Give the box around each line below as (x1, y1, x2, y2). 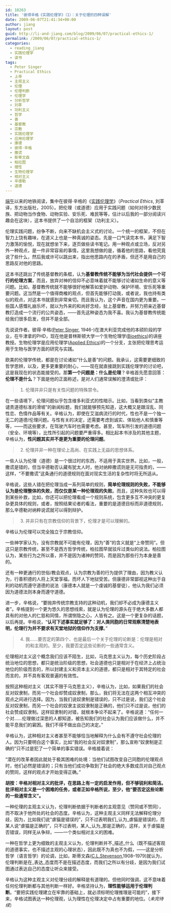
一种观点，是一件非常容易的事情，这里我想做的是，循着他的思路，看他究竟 (9, 248, 166, 253)
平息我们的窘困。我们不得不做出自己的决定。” (9, 722, 103, 728)
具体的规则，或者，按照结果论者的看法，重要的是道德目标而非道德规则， (14, 501, 166, 506)
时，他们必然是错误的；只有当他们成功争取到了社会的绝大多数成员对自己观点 (5, 763, 166, 769)
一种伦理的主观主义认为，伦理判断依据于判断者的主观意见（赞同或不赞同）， (5, 804, 164, 810)
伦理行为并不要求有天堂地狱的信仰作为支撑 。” (14, 625, 108, 631)
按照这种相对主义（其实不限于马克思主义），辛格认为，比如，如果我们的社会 (5, 683, 164, 689)
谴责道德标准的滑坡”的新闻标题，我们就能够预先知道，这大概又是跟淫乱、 (5, 404, 159, 410)
